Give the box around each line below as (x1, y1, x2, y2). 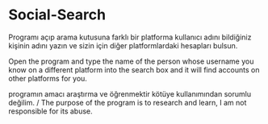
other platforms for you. (8, 73, 87, 83)
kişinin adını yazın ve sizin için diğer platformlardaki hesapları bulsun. (8, 40, 238, 50)
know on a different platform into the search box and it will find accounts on (8, 64, 260, 74)
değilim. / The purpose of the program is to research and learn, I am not (8, 97, 247, 107)
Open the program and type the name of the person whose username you (8, 56, 254, 66)
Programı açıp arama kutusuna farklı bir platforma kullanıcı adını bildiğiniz (8, 32, 252, 42)
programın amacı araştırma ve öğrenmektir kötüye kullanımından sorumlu (8, 89, 252, 98)
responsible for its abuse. (8, 106, 93, 116)
